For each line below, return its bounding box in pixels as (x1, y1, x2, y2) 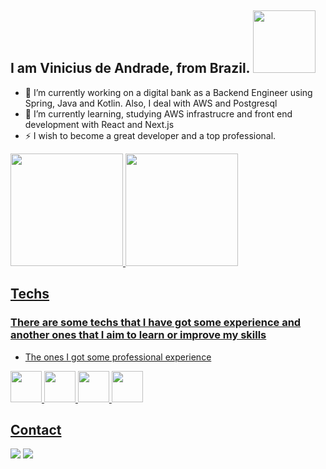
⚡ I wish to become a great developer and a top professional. (24, 129, 277, 141)
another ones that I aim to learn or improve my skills (10, 328, 267, 342)
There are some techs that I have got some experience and (10, 316, 302, 330)
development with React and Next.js (24, 118, 175, 130)
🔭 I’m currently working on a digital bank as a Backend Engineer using (24, 86, 313, 98)
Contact (10, 421, 62, 438)
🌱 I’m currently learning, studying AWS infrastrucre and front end (24, 107, 293, 120)
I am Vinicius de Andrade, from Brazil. (10, 60, 250, 77)
